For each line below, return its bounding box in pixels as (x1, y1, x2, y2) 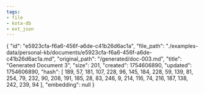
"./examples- (166, 42, 199, 50)
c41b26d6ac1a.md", (6, 55, 56, 62)
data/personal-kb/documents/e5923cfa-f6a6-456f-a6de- (6, 49, 153, 56)
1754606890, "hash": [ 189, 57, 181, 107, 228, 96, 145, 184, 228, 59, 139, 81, (6, 68, 194, 76)
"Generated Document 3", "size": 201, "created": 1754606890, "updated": (6, 62, 192, 69)
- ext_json (6, 25, 34, 32)
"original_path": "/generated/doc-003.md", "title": (57, 55, 182, 62)
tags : (6, 8, 20, 15)
